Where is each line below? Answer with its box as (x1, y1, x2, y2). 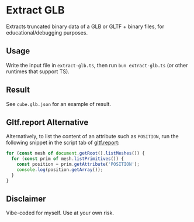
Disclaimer (6, 194, 46, 204)
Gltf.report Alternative (6, 117, 89, 127)
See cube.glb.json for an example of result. (6, 100, 111, 107)
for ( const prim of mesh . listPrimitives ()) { (11, 156, 124, 162)
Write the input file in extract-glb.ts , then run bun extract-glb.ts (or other (6, 62, 188, 69)
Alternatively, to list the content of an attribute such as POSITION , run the (6, 133, 179, 140)
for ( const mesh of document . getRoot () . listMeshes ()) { (6, 151, 145, 156)
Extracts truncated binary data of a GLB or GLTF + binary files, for (6, 23, 165, 30)
